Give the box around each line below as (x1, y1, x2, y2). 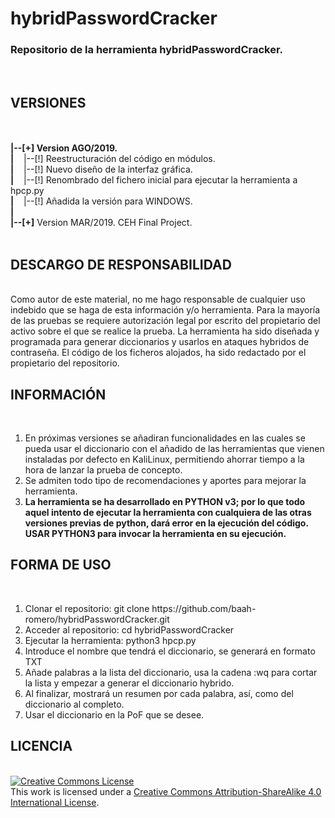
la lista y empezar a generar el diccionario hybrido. (24, 677, 235, 689)
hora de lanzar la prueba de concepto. (24, 463, 183, 476)
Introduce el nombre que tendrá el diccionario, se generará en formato (24, 645, 316, 657)
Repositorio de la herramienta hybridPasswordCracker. (10, 43, 284, 57)
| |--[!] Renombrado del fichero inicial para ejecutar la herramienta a (10, 174, 298, 186)
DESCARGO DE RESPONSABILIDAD (10, 256, 232, 273)
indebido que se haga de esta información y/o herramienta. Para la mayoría (10, 304, 321, 316)
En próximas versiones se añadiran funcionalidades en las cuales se (24, 432, 306, 444)
